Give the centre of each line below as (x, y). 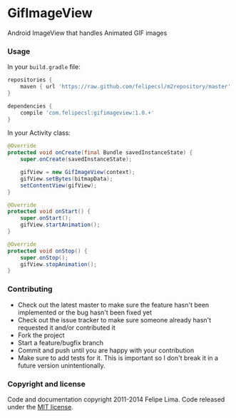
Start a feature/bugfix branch (60, 342)
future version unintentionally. (61, 365)
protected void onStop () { (47, 251)
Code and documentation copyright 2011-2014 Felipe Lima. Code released (116, 399)
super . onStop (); (45, 258)
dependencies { (30, 106)
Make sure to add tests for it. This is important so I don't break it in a (118, 357)
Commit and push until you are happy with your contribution (106, 350)
